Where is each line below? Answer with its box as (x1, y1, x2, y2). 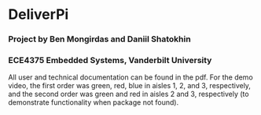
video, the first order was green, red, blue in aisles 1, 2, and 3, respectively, (8, 81, 252, 91)
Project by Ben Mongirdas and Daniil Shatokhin (8, 34, 191, 45)
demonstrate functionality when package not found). (8, 98, 179, 107)
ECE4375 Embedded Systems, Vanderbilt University (8, 55, 212, 66)
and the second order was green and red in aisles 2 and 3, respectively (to (8, 89, 249, 99)
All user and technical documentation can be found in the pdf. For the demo (8, 72, 253, 82)
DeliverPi (8, 6, 69, 24)
